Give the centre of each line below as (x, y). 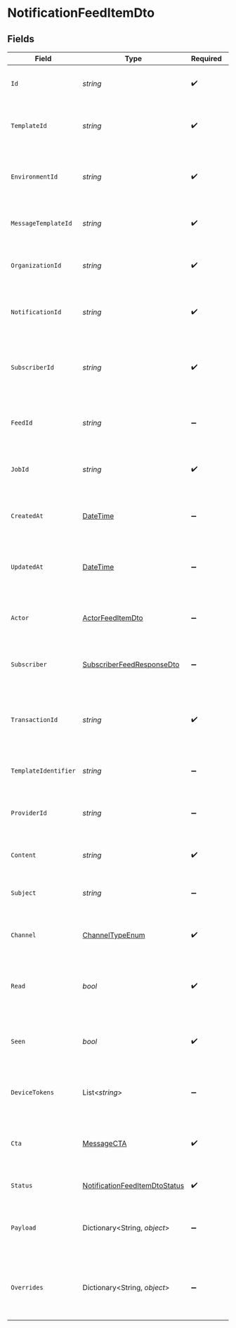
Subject (24, 893)
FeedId (22, 423)
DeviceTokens (33, 1092)
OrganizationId (36, 265)
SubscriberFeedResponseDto (131, 664)
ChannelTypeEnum (114, 935)
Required (206, 59)
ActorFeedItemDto (113, 618)
